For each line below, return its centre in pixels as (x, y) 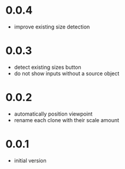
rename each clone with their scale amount (66, 120)
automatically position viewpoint (53, 114)
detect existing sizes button (48, 67)
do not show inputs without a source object (67, 73)
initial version (30, 160)
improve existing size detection (52, 27)
